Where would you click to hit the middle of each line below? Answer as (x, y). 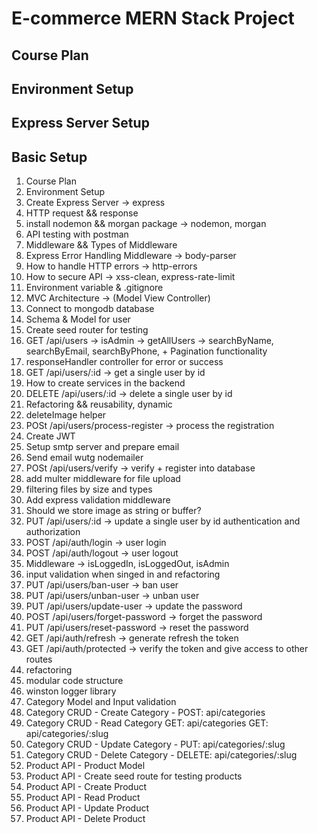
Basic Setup (49, 157)
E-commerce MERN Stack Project (153, 18)
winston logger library (71, 691)
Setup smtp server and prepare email (102, 447)
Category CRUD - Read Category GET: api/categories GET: (147, 723)
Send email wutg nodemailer (84, 458)
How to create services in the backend (105, 383)
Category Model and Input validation (101, 702)
